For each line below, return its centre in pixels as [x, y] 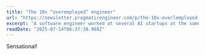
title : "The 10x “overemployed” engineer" [61, 12]
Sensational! [22, 46]
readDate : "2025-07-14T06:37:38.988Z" [56, 29]
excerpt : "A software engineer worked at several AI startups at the [97, 23]
